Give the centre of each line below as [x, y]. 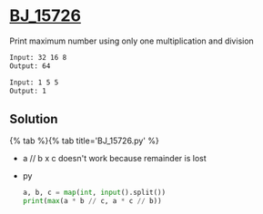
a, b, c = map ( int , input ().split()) [94, 193]
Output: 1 [28, 91]
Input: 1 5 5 [34, 83]
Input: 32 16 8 [38, 57]
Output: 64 [30, 66]
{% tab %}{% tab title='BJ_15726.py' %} [84, 141]
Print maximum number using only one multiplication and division [132, 41]
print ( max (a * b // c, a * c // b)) [92, 201]
